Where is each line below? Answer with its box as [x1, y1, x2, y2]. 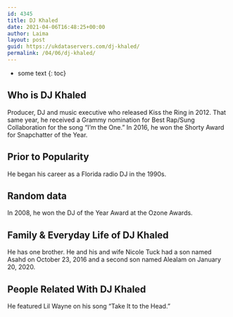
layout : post [7, 37, 46, 44]
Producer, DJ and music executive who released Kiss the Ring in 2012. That [7, 108, 227, 116]
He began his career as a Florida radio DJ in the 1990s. [7, 170, 167, 178]
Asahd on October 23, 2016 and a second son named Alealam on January [7, 255, 222, 264]
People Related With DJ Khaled [7, 283, 146, 295]
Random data [7, 189, 67, 201]
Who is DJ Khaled [7, 89, 87, 101]
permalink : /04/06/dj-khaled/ [7, 50, 96, 57]
